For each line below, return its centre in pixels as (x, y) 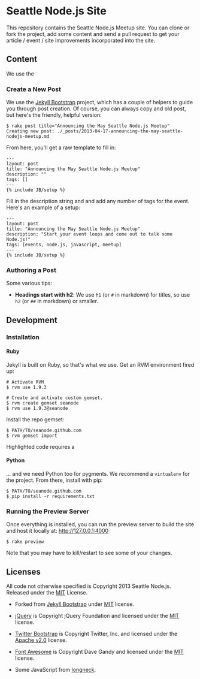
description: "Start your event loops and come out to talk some (89, 234)
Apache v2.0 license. (41, 640)
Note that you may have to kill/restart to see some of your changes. (89, 553)
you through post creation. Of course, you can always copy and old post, (96, 108)
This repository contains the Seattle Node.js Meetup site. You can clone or (98, 28)
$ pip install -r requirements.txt (51, 497)
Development (32, 320)
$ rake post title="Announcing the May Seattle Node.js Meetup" (88, 126)
